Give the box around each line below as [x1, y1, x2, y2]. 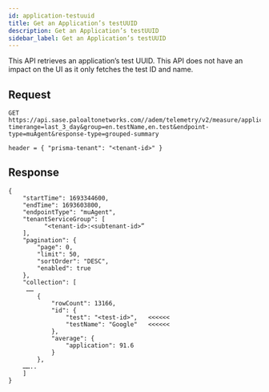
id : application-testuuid [8, 11, 94, 20]
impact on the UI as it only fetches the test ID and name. [8, 65, 194, 75]
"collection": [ [22, 278, 78, 286]
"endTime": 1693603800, [22, 201, 102, 209]
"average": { [50, 334, 94, 342]
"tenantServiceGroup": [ [22, 215, 106, 223]
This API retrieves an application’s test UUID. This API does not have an [8, 56, 243, 66]
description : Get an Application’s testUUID [8, 26, 159, 34]
